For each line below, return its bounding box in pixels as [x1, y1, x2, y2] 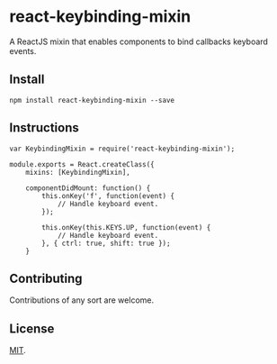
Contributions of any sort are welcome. [9, 295, 155, 305]
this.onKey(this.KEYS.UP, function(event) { [41, 223, 211, 232]
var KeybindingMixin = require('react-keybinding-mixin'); [9, 144, 236, 153]
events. [9, 45, 37, 56]
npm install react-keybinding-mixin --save [9, 96, 175, 105]
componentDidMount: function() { [25, 183, 151, 193]
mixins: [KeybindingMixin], [25, 168, 130, 177]
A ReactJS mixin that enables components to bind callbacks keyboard [9, 36, 268, 47]
